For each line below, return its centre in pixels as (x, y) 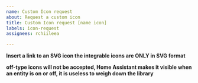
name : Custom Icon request (39, 12)
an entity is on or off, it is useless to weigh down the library (80, 74)
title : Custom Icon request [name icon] (57, 23)
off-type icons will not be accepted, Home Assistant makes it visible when (99, 67)
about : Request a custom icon (43, 17)
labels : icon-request (33, 28)
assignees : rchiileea (33, 34)
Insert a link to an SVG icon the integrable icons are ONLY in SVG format (96, 56)
